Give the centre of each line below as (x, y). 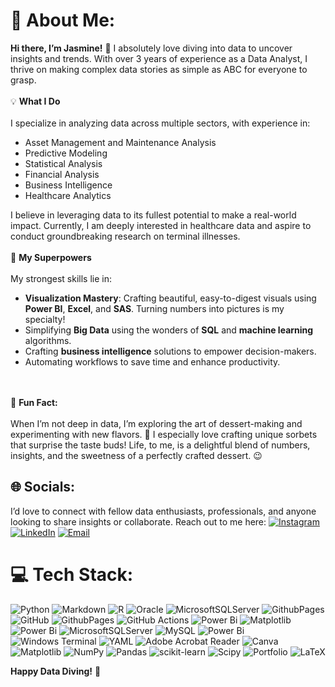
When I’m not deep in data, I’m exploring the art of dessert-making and (156, 423)
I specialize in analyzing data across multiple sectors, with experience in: (160, 123)
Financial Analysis (62, 174)
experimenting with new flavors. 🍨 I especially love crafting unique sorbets (164, 434)
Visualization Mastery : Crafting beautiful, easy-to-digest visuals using (170, 298)
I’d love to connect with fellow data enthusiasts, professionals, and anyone (163, 511)
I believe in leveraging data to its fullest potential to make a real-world (153, 215)
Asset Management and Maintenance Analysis (120, 142)
